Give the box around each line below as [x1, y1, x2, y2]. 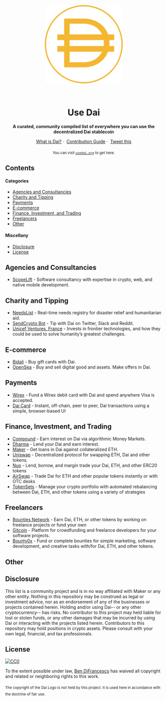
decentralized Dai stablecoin [53, 129, 114, 135]
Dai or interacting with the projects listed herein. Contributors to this [5, 620, 145, 626]
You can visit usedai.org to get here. [52, 150, 115, 155]
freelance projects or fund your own [12, 522, 87, 528]
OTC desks [12, 478, 36, 484]
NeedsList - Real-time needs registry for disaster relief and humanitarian [12, 310, 162, 316]
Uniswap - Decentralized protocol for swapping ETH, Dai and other [12, 452, 151, 458]
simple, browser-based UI [12, 408, 66, 414]
